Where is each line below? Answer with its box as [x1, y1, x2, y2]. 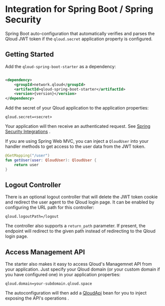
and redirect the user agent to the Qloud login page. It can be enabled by [5, 199, 155, 205]
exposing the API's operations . [5, 295, 70, 302]
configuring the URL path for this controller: [5, 204, 94, 210]
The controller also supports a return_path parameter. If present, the [5, 223, 146, 229]
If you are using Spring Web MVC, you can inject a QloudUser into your [5, 138, 149, 144]
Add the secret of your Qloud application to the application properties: [5, 105, 149, 111]
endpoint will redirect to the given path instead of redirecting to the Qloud [5, 228, 156, 234]
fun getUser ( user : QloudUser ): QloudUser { [5, 158, 97, 163]
